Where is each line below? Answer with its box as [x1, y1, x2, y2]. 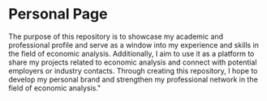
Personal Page [8, 5, 108, 23]
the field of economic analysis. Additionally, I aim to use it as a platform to [8, 48, 255, 58]
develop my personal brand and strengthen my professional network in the [8, 74, 258, 84]
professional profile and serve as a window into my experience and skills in [8, 40, 260, 49]
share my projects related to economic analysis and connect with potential [8, 57, 257, 67]
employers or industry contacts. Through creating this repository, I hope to [8, 65, 258, 75]
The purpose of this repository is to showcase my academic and [8, 32, 224, 41]
